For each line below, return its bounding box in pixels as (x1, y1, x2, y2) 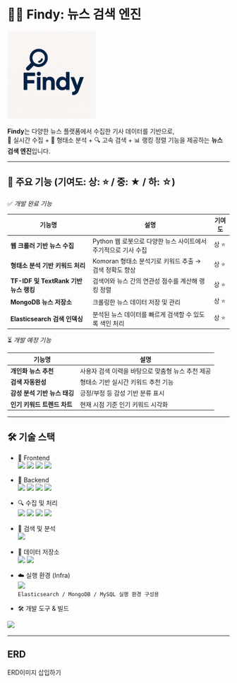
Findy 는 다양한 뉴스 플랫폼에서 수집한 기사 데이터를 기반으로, (7, 126, 175, 135)
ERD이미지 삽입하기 (7, 668, 61, 677)
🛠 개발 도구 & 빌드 (17, 604, 69, 612)
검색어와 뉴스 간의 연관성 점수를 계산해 (92, 277, 197, 285)
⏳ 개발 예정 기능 (7, 336, 51, 344)
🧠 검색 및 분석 (17, 524, 56, 533)
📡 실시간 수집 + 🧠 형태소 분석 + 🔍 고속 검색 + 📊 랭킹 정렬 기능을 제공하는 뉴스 (7, 136, 224, 144)
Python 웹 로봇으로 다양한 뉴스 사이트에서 (92, 237, 207, 245)
